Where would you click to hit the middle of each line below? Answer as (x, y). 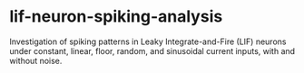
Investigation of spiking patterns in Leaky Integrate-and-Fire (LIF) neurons (148, 41)
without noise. (36, 60)
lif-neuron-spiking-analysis (116, 17)
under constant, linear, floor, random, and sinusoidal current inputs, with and (152, 50)
